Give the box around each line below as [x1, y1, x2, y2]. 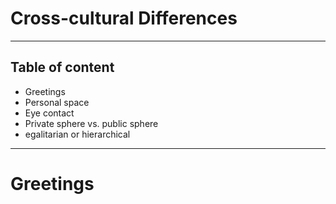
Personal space [24, 96, 90, 108]
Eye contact [24, 107, 75, 119]
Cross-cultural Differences [10, 7, 238, 30]
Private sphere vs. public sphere [24, 117, 159, 129]
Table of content [10, 59, 115, 76]
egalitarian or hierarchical [24, 128, 131, 140]
